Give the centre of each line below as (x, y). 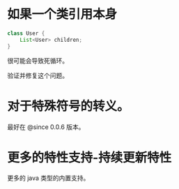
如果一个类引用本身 (62, 14)
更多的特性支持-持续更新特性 (89, 157)
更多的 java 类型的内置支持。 (48, 178)
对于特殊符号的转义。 (69, 106)
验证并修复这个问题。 (38, 75)
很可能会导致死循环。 (38, 61)
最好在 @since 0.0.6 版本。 (46, 127)
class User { (26, 33)
